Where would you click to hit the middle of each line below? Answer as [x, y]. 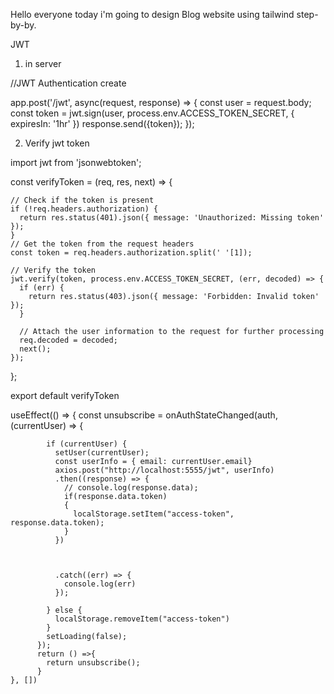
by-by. [23, 25]
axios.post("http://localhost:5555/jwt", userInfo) [164, 470]
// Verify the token [53, 270]
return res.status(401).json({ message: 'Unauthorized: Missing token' [172, 218]
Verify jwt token [57, 143]
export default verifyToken [65, 395]
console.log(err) [100, 584]
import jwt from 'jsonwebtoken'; [76, 162]
